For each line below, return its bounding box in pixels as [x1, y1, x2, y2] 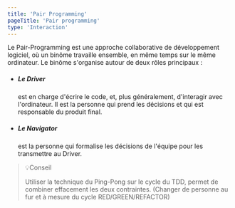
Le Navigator [17, 124, 58, 132]
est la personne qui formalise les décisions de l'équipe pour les [17, 142, 204, 150]
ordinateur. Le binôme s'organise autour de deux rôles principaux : [7, 58, 203, 67]
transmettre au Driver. [17, 150, 83, 158]
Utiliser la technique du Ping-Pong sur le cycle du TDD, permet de [24, 177, 219, 186]
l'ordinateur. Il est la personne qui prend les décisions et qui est [17, 100, 204, 109]
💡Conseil [24, 163, 52, 172]
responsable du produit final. [17, 108, 103, 116]
